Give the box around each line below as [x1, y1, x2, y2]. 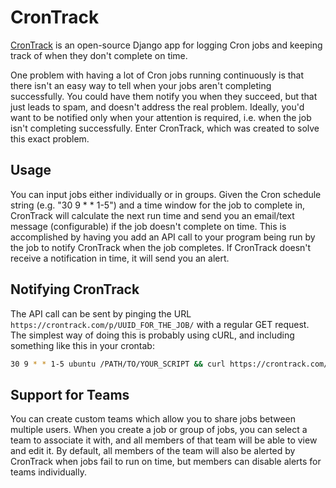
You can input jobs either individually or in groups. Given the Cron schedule [10, 188, 322, 200]
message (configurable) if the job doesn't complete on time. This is [10, 220, 287, 232]
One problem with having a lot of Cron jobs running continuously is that [10, 69, 305, 81]
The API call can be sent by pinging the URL [10, 307, 192, 320]
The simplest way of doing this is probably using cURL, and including [10, 329, 295, 341]
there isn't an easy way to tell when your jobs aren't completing [10, 79, 272, 91]
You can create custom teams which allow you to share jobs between [10, 413, 297, 425]
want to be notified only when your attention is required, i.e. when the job [10, 111, 312, 123]
